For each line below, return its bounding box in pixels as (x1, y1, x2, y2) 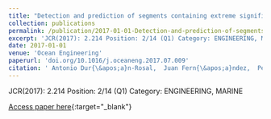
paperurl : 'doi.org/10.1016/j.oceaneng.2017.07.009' (8, 57, 190, 65)
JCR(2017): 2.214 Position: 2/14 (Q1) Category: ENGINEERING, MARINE (8, 86, 244, 96)
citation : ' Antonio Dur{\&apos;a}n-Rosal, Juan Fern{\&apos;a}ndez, (8, 64, 251, 72)
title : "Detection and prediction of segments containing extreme (8, 11, 236, 20)
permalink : (8, 27, 45, 35)
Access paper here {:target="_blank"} (8, 101, 132, 111)
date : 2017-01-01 (8, 42, 67, 50)
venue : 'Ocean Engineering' (8, 49, 103, 57)
